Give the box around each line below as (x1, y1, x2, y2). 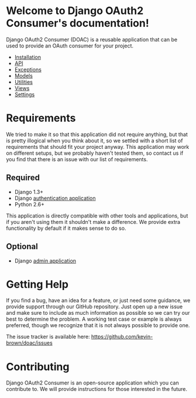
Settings (14, 91, 35, 98)
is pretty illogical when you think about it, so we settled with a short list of (6, 137, 183, 144)
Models (14, 72, 33, 79)
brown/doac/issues (6, 339, 53, 346)
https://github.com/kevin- (91, 333, 153, 341)
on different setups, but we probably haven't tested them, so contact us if (6, 149, 184, 157)
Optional (6, 241, 38, 251)
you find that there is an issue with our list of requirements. (6, 155, 148, 162)
